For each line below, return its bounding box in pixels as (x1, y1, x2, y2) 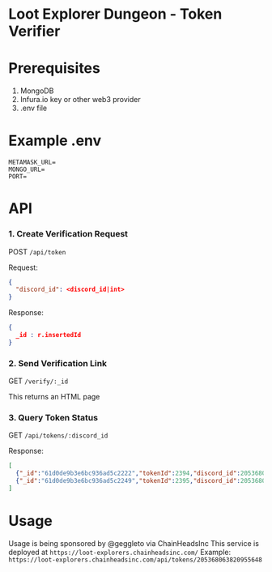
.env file (19, 103, 47, 113)
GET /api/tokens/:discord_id (8, 430, 108, 440)
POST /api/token (8, 246, 66, 256)
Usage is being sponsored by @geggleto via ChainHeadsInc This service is (8, 538, 259, 548)
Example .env (8, 131, 102, 150)
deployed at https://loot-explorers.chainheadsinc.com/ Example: (8, 547, 232, 557)
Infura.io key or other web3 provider (19, 95, 141, 105)
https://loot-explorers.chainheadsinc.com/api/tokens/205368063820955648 (8, 556, 263, 564)
